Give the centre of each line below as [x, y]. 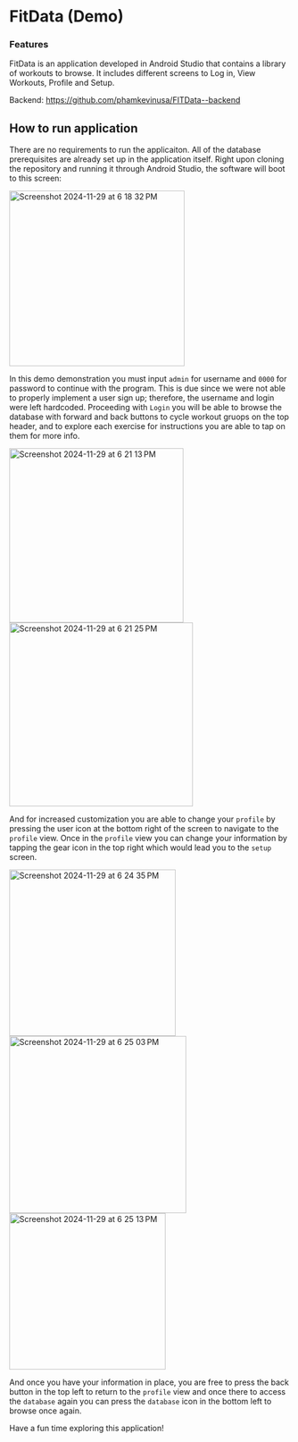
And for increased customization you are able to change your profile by [142, 819]
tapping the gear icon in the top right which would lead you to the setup [141, 847]
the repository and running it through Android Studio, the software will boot [147, 169]
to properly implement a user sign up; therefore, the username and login [142, 398]
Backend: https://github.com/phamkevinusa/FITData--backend [125, 100]
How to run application [74, 128]
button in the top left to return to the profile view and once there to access [148, 1392]
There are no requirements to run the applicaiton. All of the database [135, 150]
